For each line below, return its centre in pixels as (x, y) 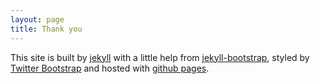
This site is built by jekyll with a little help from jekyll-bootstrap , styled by (160, 57)
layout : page (37, 19)
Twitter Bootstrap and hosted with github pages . (110, 68)
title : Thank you (46, 29)
